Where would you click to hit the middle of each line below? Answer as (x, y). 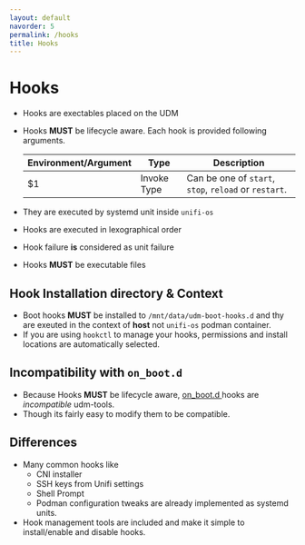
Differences (44, 443)
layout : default (40, 18)
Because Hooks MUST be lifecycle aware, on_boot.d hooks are (141, 394)
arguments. (44, 141)
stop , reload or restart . (237, 190)
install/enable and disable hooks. (84, 531)
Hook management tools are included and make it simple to (133, 522)
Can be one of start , (231, 178)
